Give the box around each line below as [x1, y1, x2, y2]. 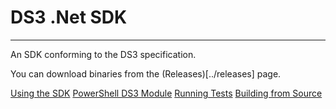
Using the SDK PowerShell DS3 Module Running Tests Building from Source [10, 87, 323, 99]
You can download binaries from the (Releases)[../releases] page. [10, 67, 282, 80]
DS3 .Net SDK [10, 6, 128, 29]
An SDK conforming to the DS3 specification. [10, 48, 197, 60]
